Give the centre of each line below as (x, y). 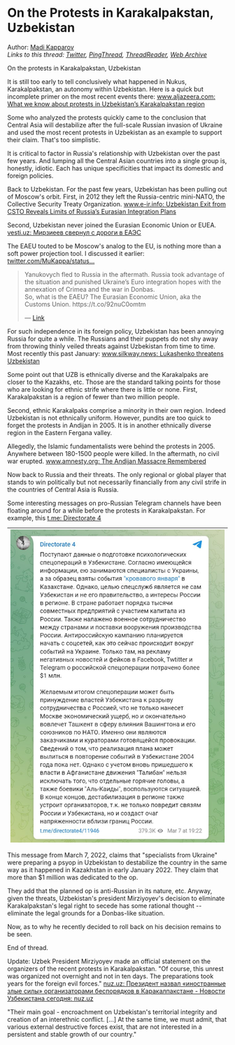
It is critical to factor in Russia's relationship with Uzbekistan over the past (114, 153)
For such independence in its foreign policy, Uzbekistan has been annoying (115, 331)
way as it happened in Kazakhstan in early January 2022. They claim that (113, 870)
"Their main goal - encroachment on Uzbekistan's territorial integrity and (112, 1012)
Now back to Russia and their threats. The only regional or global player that (117, 474)
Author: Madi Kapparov (41, 47)
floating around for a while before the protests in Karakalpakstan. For (107, 510)
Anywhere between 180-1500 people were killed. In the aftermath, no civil (113, 453)
